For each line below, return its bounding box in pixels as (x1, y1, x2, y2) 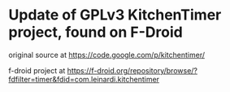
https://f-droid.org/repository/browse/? (67, 65, 197, 75)
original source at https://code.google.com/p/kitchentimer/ (8, 50, 206, 59)
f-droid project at (8, 65, 66, 75)
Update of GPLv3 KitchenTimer (8, 6, 222, 24)
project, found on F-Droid (8, 23, 183, 42)
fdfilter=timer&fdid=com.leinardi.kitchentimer (8, 74, 160, 84)
